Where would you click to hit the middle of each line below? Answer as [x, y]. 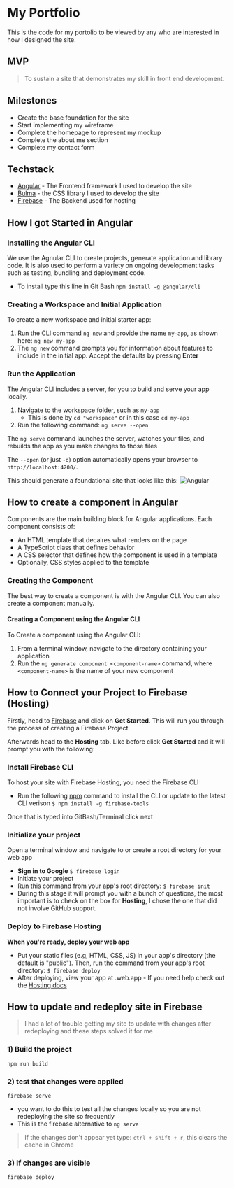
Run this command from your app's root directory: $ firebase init [114, 886]
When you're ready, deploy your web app [68, 942]
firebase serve [29, 1096]
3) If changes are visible [49, 1163]
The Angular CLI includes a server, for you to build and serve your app [108, 389]
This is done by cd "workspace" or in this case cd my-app [109, 417]
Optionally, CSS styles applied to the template [83, 563]
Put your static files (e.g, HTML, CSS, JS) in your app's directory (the [116, 955]
